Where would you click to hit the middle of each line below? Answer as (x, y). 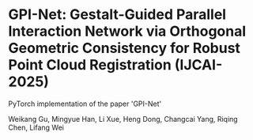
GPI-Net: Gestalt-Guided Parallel (117, 15)
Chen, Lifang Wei (36, 127)
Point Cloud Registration (90, 65)
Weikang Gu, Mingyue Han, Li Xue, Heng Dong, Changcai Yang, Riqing (123, 119)
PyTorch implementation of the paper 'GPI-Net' (85, 104)
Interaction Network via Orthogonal (127, 31)
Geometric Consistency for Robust (125, 48)
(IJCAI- (198, 65)
